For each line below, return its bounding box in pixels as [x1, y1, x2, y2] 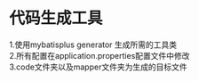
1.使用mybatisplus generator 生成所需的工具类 [9, 39, 178, 50]
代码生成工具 [9, 8, 104, 28]
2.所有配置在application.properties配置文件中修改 [9, 50, 190, 61]
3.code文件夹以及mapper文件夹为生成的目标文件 [9, 61, 188, 72]
